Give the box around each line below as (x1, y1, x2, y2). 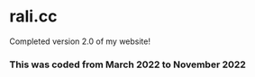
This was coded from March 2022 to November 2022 (9, 58, 246, 71)
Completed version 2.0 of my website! (9, 36, 151, 47)
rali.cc (9, 6, 58, 27)
